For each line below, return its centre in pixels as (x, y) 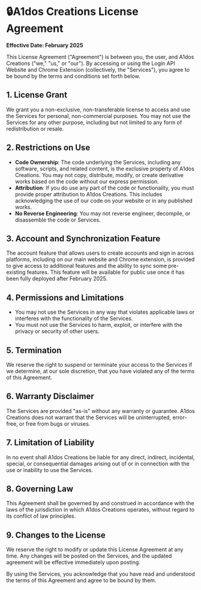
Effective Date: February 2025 (45, 45)
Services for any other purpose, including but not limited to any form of (94, 122)
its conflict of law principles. (41, 516)
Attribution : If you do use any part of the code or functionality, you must (104, 188)
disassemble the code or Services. (58, 220)
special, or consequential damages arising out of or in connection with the (98, 464)
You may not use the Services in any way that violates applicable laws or (105, 312)
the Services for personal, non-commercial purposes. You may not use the (98, 116)
